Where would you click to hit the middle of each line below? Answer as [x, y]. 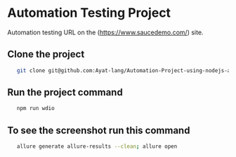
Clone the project [46, 54]
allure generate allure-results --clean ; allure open [97, 146]
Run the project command [65, 93]
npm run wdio [35, 109]
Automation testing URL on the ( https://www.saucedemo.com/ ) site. [105, 32]
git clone [31, 70]
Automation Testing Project [89, 13]
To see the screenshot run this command [99, 130]
